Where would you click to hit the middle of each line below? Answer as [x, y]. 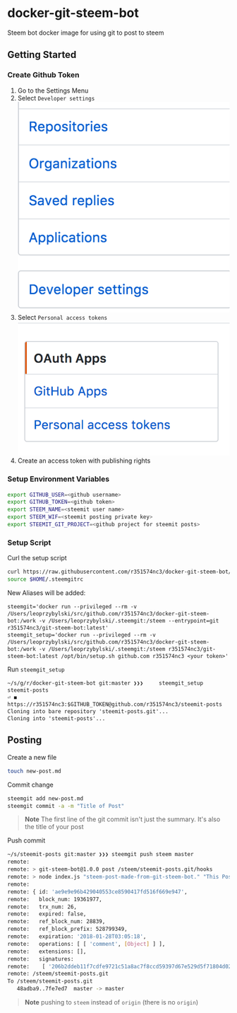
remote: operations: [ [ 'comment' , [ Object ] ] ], [86, 944]
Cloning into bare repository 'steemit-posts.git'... [88, 711]
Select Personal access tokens [62, 317]
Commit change [31, 785]
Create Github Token [43, 75]
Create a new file [32, 757]
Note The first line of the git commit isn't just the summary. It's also [122, 819]
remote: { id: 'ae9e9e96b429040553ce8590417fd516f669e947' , [98, 892]
